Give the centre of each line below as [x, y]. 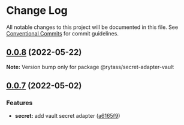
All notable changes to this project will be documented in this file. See [92, 27]
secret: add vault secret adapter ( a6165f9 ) [67, 116]
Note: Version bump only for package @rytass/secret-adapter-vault [90, 67]
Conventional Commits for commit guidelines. [62, 33]
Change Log [37, 11]
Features [19, 103]
